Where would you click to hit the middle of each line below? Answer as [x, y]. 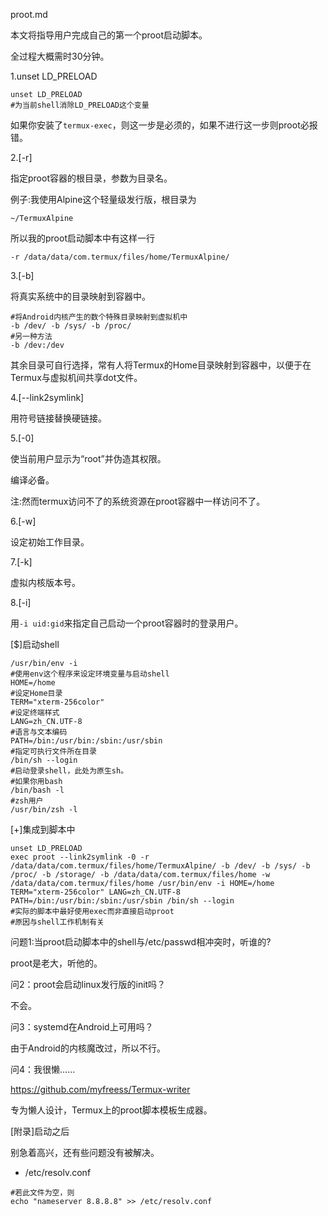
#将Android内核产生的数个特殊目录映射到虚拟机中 [99, 317]
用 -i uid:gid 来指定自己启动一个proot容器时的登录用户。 [127, 623]
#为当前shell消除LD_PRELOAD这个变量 [80, 105]
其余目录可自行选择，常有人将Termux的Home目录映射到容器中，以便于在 [161, 365]
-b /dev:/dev [37, 345]
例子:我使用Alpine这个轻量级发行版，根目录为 [103, 199]
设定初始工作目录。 [50, 542]
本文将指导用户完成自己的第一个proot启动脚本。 [109, 35]
